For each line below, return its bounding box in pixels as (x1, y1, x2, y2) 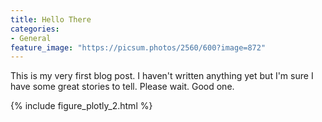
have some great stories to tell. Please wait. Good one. (10, 81, 235, 93)
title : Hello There (10, 14, 92, 25)
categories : (10, 24, 60, 34)
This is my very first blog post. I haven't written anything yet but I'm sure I (10, 70, 314, 82)
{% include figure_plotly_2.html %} (10, 100, 153, 112)
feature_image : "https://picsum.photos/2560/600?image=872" (10, 42, 267, 53)
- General (10, 33, 52, 43)
